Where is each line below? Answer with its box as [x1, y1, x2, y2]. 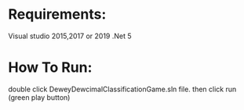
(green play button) [8, 92, 71, 102]
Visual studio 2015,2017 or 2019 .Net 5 [8, 31, 132, 41]
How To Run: [8, 59, 93, 76]
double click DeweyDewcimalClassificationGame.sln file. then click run [8, 84, 237, 94]
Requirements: [8, 5, 107, 23]
